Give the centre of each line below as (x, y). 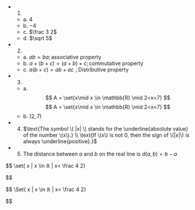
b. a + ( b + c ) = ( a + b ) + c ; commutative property (83, 63)
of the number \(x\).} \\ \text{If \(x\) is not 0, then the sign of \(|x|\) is (106, 135)
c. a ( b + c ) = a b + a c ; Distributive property (76, 70)
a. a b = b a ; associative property (62, 57)
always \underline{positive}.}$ (60, 141)
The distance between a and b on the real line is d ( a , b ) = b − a (100, 154)
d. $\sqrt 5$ (38, 38)
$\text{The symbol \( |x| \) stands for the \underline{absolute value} (106, 129)
